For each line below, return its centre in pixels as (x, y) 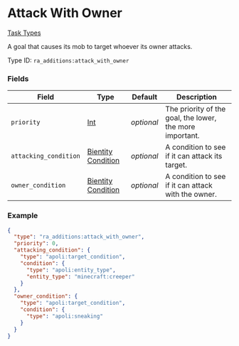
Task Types (24, 33)
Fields (18, 78)
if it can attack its (194, 156)
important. (182, 136)
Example (23, 216)
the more (180, 127)
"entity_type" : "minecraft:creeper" (80, 276)
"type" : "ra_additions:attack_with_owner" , (79, 237)
